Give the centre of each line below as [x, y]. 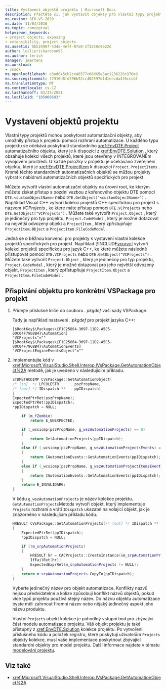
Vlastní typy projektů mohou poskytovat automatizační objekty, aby [74, 135]
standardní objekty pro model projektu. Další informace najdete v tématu [86, 645]
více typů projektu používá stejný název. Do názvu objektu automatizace [86, 598]
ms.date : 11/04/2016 [26, 23]
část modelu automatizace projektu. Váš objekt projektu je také [76, 624]
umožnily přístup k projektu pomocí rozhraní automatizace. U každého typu [82, 140]
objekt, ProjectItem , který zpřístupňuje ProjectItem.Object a [67, 270]
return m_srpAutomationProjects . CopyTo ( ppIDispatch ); [78, 574]
